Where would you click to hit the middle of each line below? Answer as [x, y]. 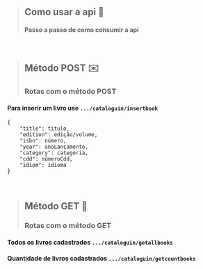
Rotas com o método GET [68, 226]
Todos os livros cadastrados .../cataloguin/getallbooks [90, 243]
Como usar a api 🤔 [64, 12]
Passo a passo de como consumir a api [81, 30]
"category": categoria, [54, 153]
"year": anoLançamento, [54, 147]
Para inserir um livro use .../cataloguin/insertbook [83, 108]
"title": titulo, [45, 129]
